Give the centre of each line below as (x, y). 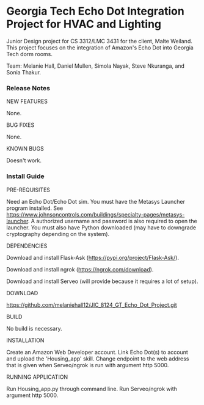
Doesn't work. (24, 160)
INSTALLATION (25, 340)
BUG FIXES (20, 125)
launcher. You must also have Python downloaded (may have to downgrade (101, 228)
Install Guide (25, 176)
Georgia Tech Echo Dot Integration (95, 11)
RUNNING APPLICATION (37, 377)
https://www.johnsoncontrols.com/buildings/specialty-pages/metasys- (96, 214)
